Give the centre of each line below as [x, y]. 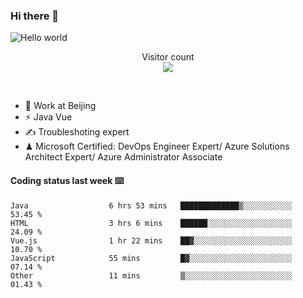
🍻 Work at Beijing [60, 106]
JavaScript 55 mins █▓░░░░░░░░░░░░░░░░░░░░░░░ [151, 258]
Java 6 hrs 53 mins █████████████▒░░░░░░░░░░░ [151, 205]
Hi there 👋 [35, 16]
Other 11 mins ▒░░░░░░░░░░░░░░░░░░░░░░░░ [151, 275]
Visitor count [168, 57]
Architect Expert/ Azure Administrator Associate [123, 157]
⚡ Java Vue [48, 117]
